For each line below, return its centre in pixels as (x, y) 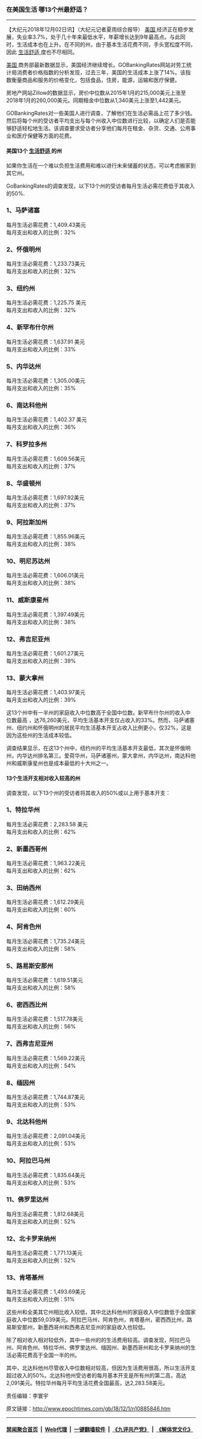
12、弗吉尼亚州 (28, 639)
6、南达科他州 (27, 405)
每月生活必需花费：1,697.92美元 (45, 497)
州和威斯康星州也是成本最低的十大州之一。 (59, 763)
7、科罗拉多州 (26, 444)
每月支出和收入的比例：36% (41, 427)
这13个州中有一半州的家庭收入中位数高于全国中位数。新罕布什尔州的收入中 (99, 713)
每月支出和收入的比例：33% (41, 349)
